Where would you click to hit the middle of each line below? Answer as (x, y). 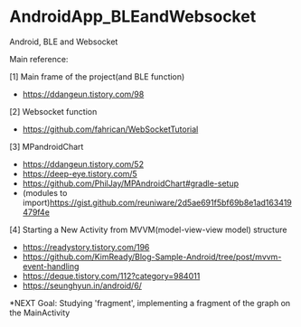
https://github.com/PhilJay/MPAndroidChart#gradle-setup (131, 183)
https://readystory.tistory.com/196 (86, 247)
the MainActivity (40, 313)
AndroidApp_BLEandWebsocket (133, 17)
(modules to (45, 192)
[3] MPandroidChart (47, 146)
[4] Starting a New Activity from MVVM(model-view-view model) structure (148, 229)
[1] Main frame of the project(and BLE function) (97, 76)
